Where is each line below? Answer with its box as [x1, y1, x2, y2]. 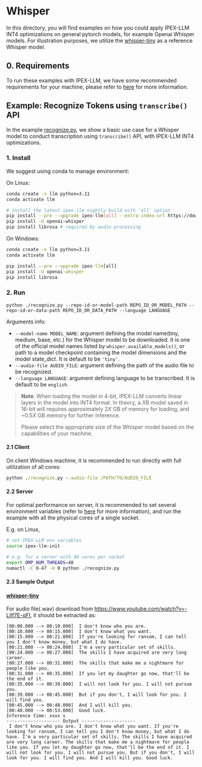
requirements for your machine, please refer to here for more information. [6, 83, 188, 90]
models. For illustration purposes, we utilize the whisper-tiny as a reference [6, 37, 193, 44]
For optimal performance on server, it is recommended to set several [6, 501, 176, 509]
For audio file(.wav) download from [6, 605, 93, 612]
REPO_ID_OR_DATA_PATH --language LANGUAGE [63, 307, 171, 314]
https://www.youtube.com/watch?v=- [94, 605, 188, 612]
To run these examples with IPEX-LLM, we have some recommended [6, 76, 177, 84]
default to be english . [14, 380, 69, 388]
